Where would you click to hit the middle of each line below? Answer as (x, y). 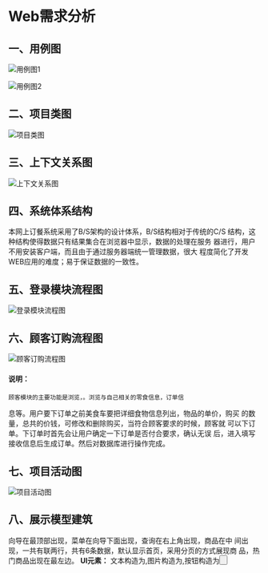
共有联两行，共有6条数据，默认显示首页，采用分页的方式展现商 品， (141, 551)
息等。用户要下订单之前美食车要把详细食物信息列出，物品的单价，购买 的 (128, 414)
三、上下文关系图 (50, 162)
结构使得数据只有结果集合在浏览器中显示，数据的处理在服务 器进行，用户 (135, 242)
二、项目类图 (40, 114)
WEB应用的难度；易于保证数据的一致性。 (76, 262)
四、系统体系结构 (50, 211)
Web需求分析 (52, 16)
